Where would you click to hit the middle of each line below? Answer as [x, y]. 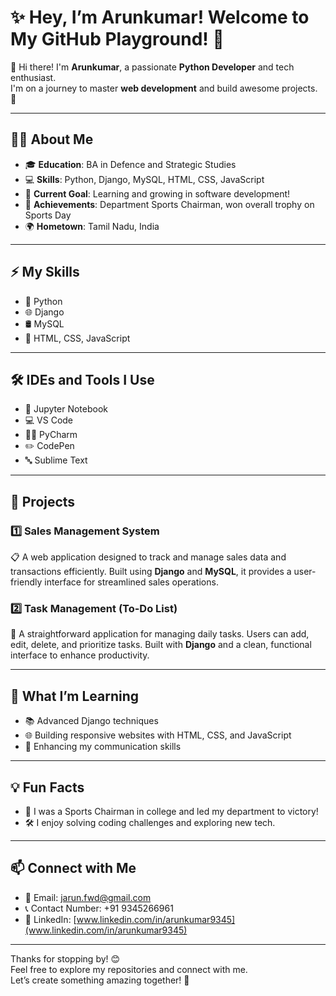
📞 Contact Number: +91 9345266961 [99, 908]
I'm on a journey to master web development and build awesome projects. [164, 88]
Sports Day [48, 215]
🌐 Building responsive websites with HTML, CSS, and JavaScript [158, 735]
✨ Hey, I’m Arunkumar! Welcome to [160, 17]
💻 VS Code [49, 420]
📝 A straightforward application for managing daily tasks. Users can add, [160, 634]
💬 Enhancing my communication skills [103, 747]
